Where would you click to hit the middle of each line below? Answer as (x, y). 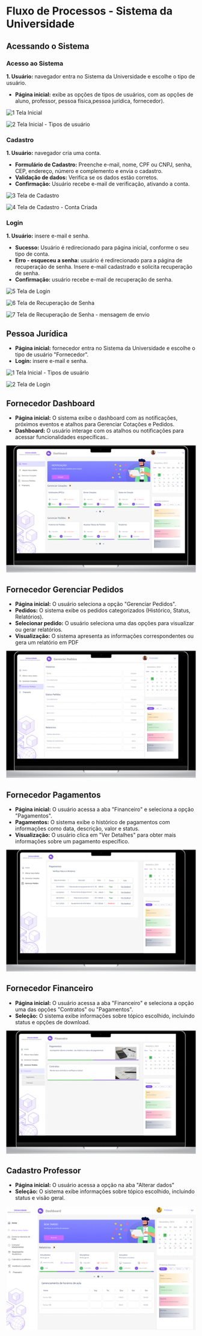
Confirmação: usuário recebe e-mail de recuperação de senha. (94, 280)
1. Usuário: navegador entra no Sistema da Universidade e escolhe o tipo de (101, 76)
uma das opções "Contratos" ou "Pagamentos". (74, 1009)
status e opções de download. (52, 1022)
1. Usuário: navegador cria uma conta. (54, 153)
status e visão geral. (40, 1198)
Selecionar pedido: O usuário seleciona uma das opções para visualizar (104, 623)
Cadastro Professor (44, 1171)
